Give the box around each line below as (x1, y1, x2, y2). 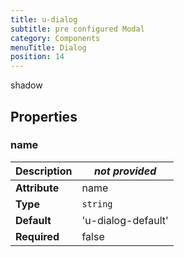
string (81, 198, 113, 210)
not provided (93, 164, 157, 178)
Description (15, 164, 73, 178)
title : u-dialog (10, 14, 78, 25)
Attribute (15, 181, 60, 195)
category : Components (10, 33, 101, 43)
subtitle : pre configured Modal (10, 24, 145, 34)
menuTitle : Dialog (10, 42, 87, 53)
